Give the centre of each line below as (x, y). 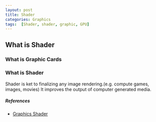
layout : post (19, 10)
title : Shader (20, 15)
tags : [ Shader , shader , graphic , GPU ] (47, 24)
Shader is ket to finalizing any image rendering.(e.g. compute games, (77, 84)
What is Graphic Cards (33, 59)
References (18, 101)
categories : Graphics (28, 19)
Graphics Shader (30, 114)
